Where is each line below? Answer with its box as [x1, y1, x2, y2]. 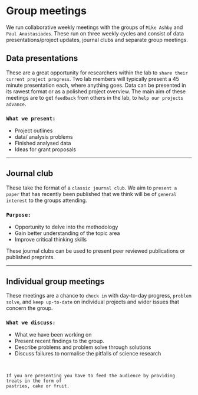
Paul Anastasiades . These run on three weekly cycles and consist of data [6, 30, 184, 37]
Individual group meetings [6, 276, 105, 286]
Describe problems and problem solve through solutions [14, 344, 151, 351]
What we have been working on [14, 331, 92, 338]
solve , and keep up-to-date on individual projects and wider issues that [6, 298, 180, 305]
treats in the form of [6, 378, 62, 384]
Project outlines [14, 127, 53, 134]
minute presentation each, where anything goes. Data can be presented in [6, 81, 187, 89]
